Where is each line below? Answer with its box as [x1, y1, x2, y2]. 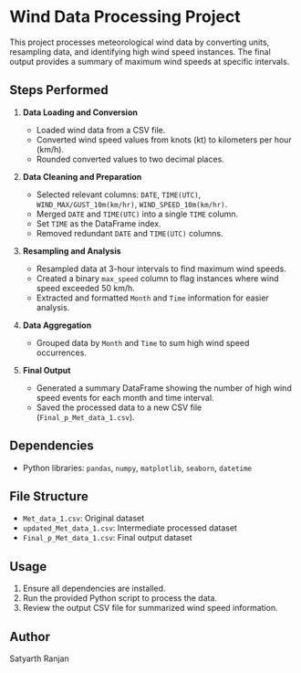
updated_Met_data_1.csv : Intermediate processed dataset [22, 522, 237, 533]
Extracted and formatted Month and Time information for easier [36, 292, 269, 303]
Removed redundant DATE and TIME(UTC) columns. [36, 227, 223, 238]
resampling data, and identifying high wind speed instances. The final [9, 46, 271, 57]
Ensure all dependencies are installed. [22, 583, 166, 594]
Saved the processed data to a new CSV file [36, 402, 202, 413]
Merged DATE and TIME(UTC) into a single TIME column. [36, 208, 239, 219]
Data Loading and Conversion [22, 107, 139, 118]
